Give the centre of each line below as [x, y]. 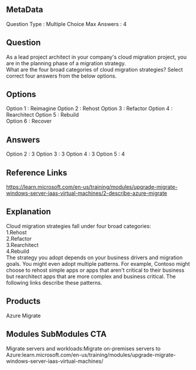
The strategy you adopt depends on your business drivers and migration [94, 258]
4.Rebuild [18, 251]
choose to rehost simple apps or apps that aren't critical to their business [95, 270]
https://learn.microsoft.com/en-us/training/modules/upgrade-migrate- [92, 187]
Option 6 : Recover [29, 121]
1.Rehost [17, 232]
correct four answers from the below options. [62, 76]
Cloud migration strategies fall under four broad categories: [79, 226]
